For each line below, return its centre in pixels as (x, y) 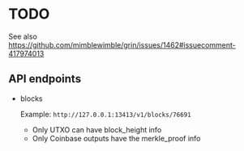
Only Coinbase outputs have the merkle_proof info (116, 138)
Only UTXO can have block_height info (97, 129)
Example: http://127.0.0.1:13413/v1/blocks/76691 (106, 114)
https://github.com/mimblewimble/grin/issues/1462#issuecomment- (122, 44)
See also (23, 36)
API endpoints (45, 79)
